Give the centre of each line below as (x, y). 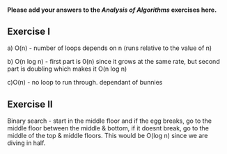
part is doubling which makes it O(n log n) (67, 69)
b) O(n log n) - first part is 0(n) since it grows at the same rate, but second (114, 62)
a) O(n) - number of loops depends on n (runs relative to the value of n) (110, 48)
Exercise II (30, 104)
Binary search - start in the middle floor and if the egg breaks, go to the (110, 121)
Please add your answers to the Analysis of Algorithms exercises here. (112, 10)
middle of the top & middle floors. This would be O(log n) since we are (108, 136)
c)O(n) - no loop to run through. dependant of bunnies (85, 83)
